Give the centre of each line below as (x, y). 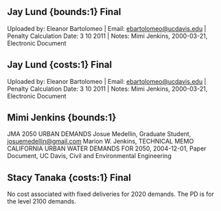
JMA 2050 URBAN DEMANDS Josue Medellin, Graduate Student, (99, 134)
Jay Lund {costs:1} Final (59, 65)
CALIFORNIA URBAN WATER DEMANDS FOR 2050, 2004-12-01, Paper (107, 148)
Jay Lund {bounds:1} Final (64, 12)
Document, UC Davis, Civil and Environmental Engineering (89, 156)
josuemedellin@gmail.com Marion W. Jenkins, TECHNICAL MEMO (101, 142)
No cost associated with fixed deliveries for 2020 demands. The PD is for (111, 194)
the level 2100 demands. (42, 201)
